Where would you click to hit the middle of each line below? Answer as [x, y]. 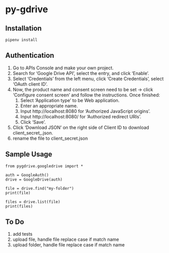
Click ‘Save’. [33, 122]
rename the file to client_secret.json [50, 138]
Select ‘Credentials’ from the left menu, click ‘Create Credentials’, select [88, 79]
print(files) [19, 206]
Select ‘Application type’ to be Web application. [70, 100]
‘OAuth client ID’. [30, 84]
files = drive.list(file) [33, 202]
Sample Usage [29, 154]
